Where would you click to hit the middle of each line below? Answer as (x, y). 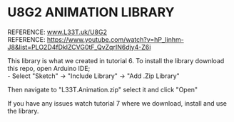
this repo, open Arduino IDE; (49, 68)
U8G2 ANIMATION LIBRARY (91, 12)
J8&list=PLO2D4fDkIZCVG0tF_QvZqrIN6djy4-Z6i (79, 47)
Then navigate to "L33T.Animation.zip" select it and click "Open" (103, 89)
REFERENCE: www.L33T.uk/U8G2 (57, 32)
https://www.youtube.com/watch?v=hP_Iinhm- (115, 39)
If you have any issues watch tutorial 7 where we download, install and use (117, 103)
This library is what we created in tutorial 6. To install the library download (116, 60)
